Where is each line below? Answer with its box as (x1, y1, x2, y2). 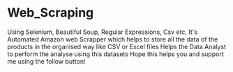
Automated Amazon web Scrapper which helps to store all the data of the (7, 35, 218, 43)
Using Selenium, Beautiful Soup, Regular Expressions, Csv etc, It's (7, 28, 197, 36)
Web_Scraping (7, 5, 94, 21)
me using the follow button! (7, 57, 86, 65)
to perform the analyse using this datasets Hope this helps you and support (7, 50, 225, 58)
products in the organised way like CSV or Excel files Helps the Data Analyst (7, 42, 227, 51)
